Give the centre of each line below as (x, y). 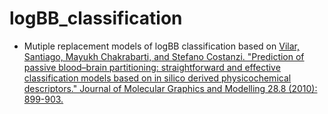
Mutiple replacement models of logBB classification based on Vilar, (161, 46)
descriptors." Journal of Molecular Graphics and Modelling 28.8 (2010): (170, 88)
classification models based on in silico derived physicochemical (157, 78)
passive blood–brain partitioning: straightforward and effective (152, 67)
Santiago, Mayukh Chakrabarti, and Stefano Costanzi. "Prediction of (164, 56)
